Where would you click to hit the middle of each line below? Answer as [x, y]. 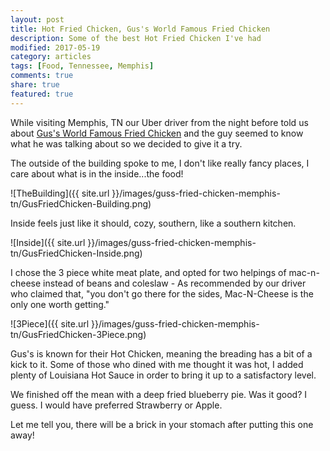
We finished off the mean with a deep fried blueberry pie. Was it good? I [158, 394]
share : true [35, 85]
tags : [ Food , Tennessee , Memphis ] [82, 66]
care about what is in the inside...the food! [97, 173]
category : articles [51, 57]
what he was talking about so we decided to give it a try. [126, 143]
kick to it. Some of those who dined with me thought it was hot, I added [157, 364]
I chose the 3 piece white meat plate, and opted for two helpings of [148, 272]
